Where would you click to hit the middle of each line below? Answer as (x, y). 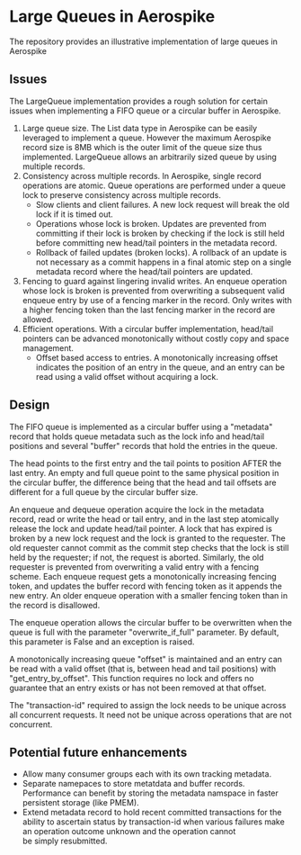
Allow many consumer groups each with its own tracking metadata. (147, 774)
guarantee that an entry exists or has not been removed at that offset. (138, 688)
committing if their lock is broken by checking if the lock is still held (160, 233)
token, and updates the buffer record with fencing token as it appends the (146, 586)
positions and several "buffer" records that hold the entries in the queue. (144, 445)
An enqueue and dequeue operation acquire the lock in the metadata (137, 509)
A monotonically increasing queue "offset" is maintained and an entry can (146, 659)
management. (48, 347)
